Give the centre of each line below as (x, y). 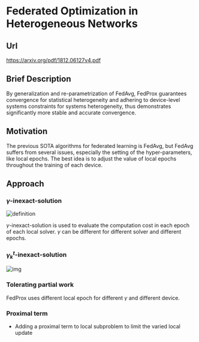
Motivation (27, 131)
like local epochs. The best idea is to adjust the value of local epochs (91, 158)
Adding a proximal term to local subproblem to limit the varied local (98, 326)
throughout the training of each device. (55, 165)
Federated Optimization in (72, 11)
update (24, 332)
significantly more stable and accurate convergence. (71, 113)
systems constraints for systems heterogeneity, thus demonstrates (89, 106)
